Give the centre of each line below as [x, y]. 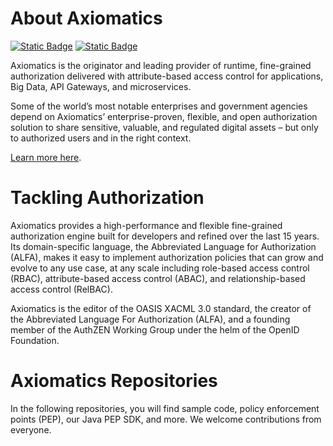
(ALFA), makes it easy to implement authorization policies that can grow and [167, 257]
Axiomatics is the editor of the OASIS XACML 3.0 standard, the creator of [161, 308]
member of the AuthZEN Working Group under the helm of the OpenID [155, 329]
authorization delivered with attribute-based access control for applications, [167, 76]
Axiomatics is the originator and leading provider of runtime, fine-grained [161, 65]
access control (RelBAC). [61, 289]
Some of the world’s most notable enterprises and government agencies [159, 106]
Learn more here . [46, 157]
